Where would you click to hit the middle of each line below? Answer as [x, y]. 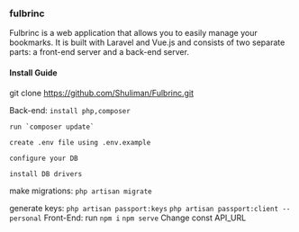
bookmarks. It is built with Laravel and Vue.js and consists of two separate [147, 42]
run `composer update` [52, 127]
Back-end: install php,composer [70, 110]
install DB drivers [46, 174]
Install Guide [33, 72]
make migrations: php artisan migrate [81, 191]
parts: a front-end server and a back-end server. [99, 52]
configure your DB [44, 158]
